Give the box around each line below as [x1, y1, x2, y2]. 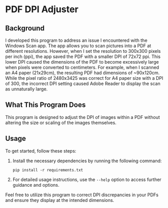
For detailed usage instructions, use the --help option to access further [12, 176, 162, 183]
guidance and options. [12, 182, 60, 188]
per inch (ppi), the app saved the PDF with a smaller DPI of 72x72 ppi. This [5, 53, 161, 60]
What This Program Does [5, 101, 86, 109]
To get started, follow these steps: [5, 147, 77, 154]
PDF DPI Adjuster [5, 4, 78, 15]
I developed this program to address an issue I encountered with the [5, 37, 148, 43]
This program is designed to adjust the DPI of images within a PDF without [5, 114, 160, 120]
